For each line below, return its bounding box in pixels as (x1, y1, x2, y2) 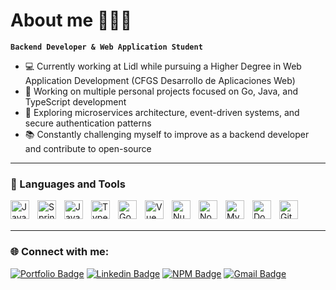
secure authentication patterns (24, 117, 152, 129)
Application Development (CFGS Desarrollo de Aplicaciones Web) (24, 74, 296, 86)
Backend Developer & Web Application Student (10, 42, 203, 52)
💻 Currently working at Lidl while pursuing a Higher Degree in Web (24, 60, 302, 72)
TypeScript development (24, 95, 127, 108)
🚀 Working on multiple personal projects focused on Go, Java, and (24, 85, 299, 97)
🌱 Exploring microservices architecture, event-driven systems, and (24, 106, 300, 118)
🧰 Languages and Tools (10, 177, 126, 191)
